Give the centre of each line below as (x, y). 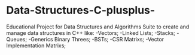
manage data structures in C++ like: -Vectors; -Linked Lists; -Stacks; (91, 33)
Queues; (17, 39)
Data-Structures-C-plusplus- (81, 10)
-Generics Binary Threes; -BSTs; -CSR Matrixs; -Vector (96, 39)
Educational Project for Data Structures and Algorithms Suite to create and (98, 27)
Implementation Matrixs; (36, 46)
